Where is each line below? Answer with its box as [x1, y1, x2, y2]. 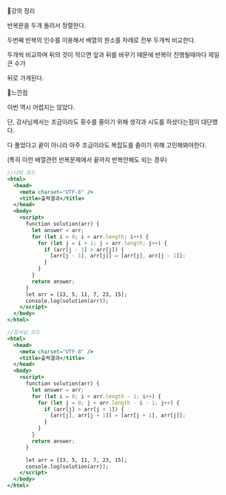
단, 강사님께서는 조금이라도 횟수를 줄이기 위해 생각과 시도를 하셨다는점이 [7, 118, 200, 126]
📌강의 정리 [7, 7, 36, 14]
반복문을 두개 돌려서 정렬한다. [7, 21, 87, 30]
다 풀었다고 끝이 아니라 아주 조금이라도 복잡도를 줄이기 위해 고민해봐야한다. [7, 141, 207, 149]
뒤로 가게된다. [7, 74, 45, 82]
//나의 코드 [7, 169, 36, 176]
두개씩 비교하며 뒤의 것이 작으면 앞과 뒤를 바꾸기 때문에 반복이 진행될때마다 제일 [7, 51, 220, 59]
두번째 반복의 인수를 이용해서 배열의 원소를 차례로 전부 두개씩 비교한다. [7, 36, 196, 44]
